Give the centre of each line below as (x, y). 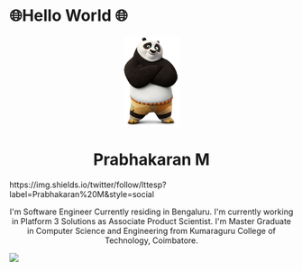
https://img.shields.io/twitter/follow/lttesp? (88, 185)
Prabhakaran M (151, 160)
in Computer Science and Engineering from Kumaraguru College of (151, 231)
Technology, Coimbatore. (151, 240)
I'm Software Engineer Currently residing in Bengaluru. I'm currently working (151, 212)
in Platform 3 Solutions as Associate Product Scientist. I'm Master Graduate (151, 221)
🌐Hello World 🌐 (69, 16)
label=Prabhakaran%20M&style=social (82, 194)
